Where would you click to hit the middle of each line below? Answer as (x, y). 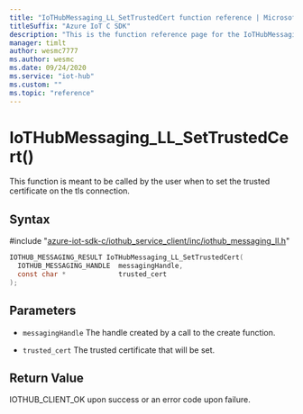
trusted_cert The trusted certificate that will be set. (119, 350)
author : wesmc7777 (44, 51)
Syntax (30, 219)
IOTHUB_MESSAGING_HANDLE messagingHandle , (100, 266)
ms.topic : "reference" (52, 93)
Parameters (43, 311)
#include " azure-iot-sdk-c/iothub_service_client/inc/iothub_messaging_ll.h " (150, 241)
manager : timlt (38, 43)
